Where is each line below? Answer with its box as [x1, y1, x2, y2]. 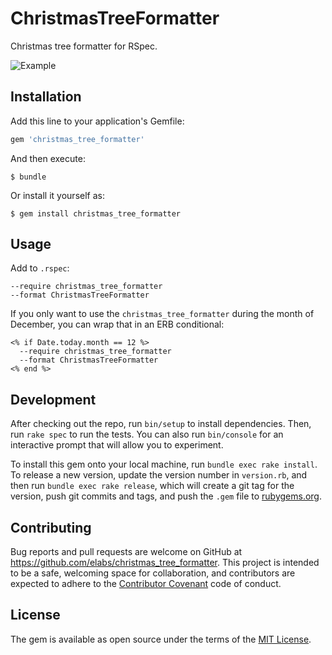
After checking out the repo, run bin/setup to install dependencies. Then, [10, 418, 312, 430]
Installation [10, 88, 82, 106]
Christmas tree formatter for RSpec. [10, 40, 158, 52]
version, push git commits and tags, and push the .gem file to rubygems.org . [10, 490, 323, 502]
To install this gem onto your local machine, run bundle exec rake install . [10, 458, 318, 471]
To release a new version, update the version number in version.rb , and [10, 469, 308, 481]
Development [10, 391, 97, 408]
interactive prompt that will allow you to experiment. [10, 439, 224, 451]
